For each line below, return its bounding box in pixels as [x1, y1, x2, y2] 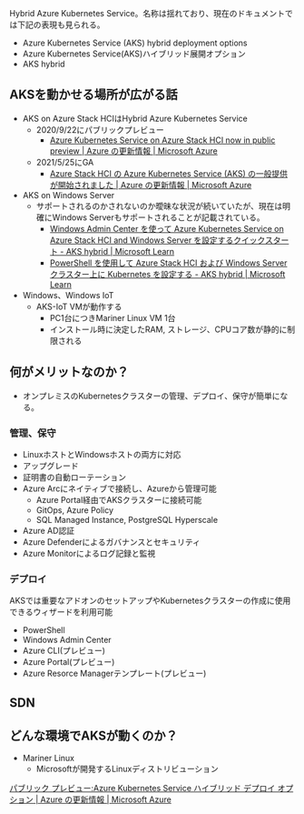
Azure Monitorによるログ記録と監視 [22, 548, 156, 558]
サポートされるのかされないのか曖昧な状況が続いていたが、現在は [35, 200, 283, 211]
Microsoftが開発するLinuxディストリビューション [35, 763, 220, 775]
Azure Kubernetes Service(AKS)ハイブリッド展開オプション [22, 48, 247, 59]
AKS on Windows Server [22, 189, 115, 200]
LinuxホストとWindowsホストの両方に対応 [22, 448, 181, 459]
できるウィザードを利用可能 [9, 607, 113, 618]
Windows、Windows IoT [22, 289, 114, 300]
